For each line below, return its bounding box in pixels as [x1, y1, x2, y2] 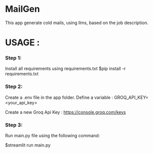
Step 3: [5, 122, 23, 128]
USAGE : [5, 37, 40, 48]
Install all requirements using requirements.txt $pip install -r [5, 65, 126, 72]
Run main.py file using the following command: [5, 133, 100, 139]
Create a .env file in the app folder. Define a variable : [5, 94, 113, 100]
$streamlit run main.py [5, 142, 51, 148]
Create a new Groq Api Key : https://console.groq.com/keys [5, 109, 126, 115]
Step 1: [5, 55, 22, 61]
